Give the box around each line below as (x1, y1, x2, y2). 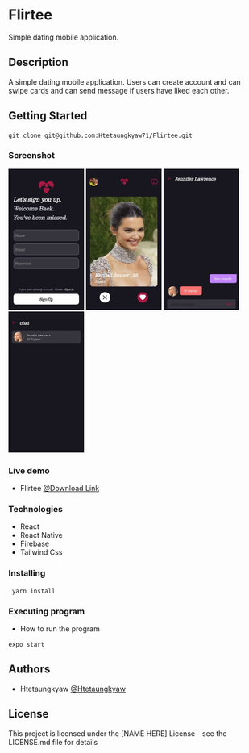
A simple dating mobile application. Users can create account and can (8, 77, 242, 86)
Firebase (19, 539, 50, 549)
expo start (8, 641, 45, 649)
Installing (8, 568, 46, 579)
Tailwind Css (19, 547, 63, 557)
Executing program (8, 605, 85, 617)
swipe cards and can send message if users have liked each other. (8, 85, 230, 95)
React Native (19, 530, 63, 540)
